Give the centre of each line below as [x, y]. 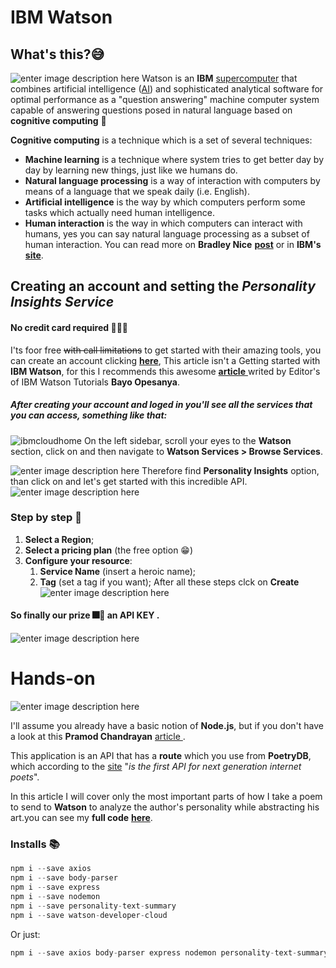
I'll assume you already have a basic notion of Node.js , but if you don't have [167, 725]
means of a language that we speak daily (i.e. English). [137, 191]
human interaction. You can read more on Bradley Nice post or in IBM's [173, 244]
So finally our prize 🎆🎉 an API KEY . [85, 615]
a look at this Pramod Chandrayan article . [98, 736]
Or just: [25, 934]
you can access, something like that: [89, 415]
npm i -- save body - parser [64, 878]
